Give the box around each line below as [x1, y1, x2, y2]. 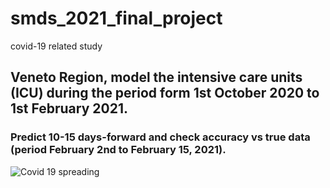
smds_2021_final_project [10, 7, 223, 30]
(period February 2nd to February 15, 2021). [10, 143, 227, 157]
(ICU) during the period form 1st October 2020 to [10, 85, 320, 102]
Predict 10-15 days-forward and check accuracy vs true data [10, 130, 311, 144]
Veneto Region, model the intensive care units [10, 69, 303, 86]
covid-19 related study [10, 40, 103, 52]
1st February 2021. [10, 100, 128, 117]
